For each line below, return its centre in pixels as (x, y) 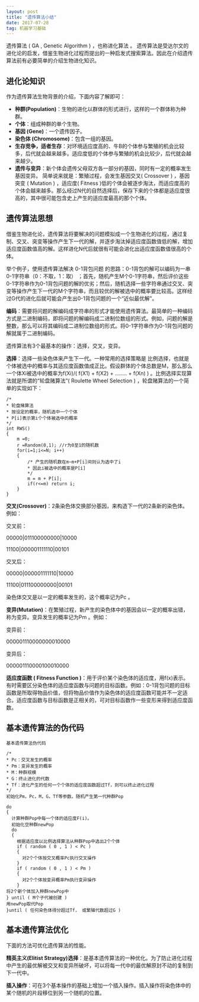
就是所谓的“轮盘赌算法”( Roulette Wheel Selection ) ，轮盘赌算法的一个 (97, 381)
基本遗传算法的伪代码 (45, 728)
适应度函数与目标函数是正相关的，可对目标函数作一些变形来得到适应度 (102, 700)
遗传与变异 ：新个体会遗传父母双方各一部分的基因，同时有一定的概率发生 (103, 168)
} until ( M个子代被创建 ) (37, 898)
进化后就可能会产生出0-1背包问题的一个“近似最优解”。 (92, 298)
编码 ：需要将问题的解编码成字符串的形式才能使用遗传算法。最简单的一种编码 (99, 311)
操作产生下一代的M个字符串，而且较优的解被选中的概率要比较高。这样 (102, 291)
